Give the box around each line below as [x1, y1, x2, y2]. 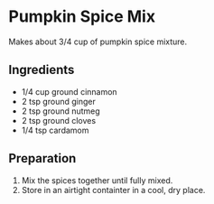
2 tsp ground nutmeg [21, 106, 100, 116]
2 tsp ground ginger [21, 96, 96, 107]
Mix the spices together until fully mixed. [21, 174, 173, 186]
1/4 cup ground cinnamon [21, 86, 118, 97]
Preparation [8, 151, 77, 166]
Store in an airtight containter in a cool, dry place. [21, 184, 206, 195]
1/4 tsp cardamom [21, 125, 89, 135]
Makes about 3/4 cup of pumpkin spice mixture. [8, 36, 188, 47]
